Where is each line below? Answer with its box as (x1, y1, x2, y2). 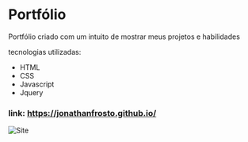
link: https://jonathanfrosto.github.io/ (8, 107, 157, 118)
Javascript (19, 79, 55, 89)
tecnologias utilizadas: (8, 47, 82, 56)
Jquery (19, 87, 44, 97)
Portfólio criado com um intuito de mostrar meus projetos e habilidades (8, 32, 240, 41)
